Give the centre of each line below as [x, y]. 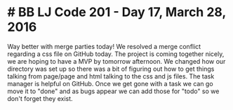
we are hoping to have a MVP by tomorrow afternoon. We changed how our [116, 61]
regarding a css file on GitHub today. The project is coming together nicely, [116, 54]
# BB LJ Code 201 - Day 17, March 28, [116, 12]
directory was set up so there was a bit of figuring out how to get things [111, 69]
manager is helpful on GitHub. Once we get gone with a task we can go [110, 83]
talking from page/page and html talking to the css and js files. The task [111, 76]
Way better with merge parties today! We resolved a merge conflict [104, 46]
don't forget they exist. [40, 98]
